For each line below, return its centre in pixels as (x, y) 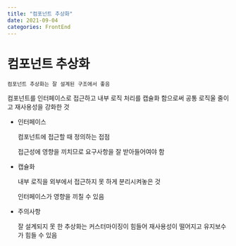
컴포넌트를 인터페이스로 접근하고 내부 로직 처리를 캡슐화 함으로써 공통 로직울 (112, 98)
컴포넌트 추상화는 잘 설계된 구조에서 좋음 (59, 84)
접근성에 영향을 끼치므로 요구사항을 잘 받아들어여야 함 (91, 152)
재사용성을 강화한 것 (42, 107)
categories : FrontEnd (39, 27)
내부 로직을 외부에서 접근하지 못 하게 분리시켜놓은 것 (89, 182)
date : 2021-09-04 (33, 20)
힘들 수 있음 (41, 235)
